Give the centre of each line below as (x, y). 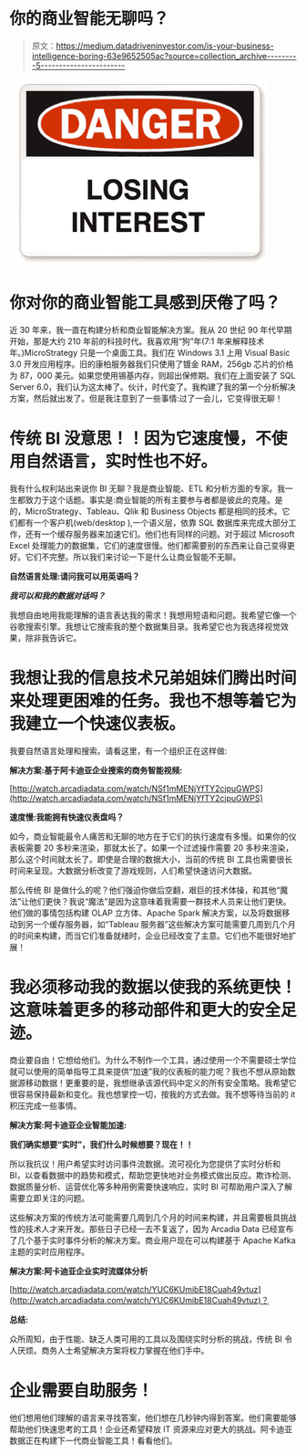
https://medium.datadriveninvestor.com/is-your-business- (165, 46)
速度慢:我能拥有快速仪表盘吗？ (67, 817)
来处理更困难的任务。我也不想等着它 (145, 701)
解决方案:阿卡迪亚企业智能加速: (68, 1124)
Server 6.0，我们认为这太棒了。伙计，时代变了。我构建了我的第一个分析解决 (153, 387)
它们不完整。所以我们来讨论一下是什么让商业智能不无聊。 (133, 557)
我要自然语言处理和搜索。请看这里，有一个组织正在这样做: (118, 750)
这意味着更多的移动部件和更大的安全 (145, 1010)
